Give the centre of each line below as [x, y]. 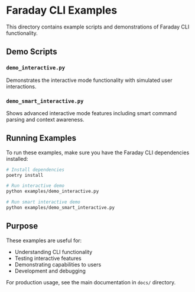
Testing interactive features [48, 258]
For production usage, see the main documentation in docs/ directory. [91, 282]
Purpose [22, 226]
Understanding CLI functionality [53, 252]
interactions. [21, 86]
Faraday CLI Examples [62, 10]
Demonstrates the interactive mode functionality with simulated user [89, 80]
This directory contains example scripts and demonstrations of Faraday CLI [98, 27]
